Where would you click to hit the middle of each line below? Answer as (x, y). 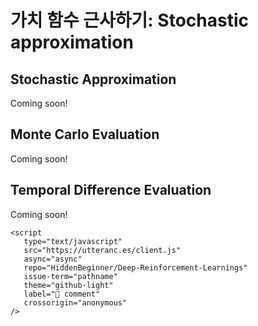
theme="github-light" (68, 285)
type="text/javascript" (73, 241)
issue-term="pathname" (70, 276)
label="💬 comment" (62, 294)
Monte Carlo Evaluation (85, 134)
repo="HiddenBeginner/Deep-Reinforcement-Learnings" (135, 267)
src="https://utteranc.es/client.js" (102, 250)
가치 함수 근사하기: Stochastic (129, 20)
